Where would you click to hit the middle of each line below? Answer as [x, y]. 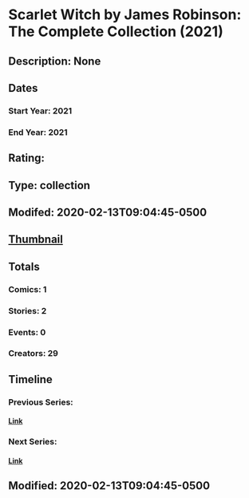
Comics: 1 [28, 289]
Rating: [27, 158]
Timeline [31, 379]
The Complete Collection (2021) [116, 32]
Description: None [55, 61]
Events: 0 [27, 332]
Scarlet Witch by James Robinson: [125, 15]
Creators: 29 [33, 354]
